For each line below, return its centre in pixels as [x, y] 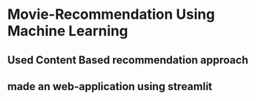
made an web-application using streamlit [110, 87]
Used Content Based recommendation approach [128, 60]
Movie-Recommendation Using [111, 14]
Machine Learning [68, 31]
